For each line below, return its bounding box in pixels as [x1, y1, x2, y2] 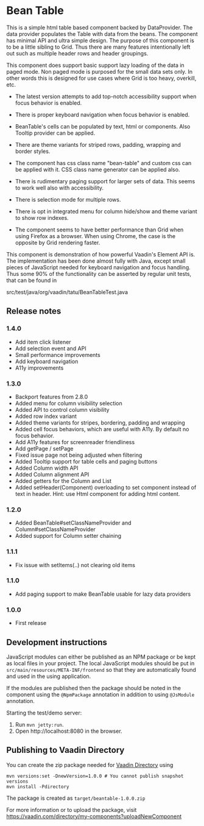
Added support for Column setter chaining [15, 532, 122, 540]
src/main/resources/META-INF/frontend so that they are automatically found [6, 666, 197, 673]
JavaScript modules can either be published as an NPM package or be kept [6, 653, 196, 660]
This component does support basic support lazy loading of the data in [6, 62, 185, 69]
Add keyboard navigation [15, 358, 79, 365]
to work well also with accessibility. [15, 184, 104, 191]
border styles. [15, 147, 51, 155]
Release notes [6, 306, 62, 317]
